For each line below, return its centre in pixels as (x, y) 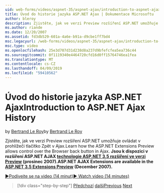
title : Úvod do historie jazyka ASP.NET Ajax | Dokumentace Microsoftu (79, 14)
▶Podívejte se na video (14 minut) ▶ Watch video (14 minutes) (67, 176)
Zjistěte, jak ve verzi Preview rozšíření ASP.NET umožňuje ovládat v (73, 141)
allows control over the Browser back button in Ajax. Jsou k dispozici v (77, 151)
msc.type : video (21, 46)
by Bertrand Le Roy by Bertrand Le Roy (44, 131)
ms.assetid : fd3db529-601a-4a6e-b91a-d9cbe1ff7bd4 (58, 37)
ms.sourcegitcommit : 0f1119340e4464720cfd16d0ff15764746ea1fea (71, 55)
